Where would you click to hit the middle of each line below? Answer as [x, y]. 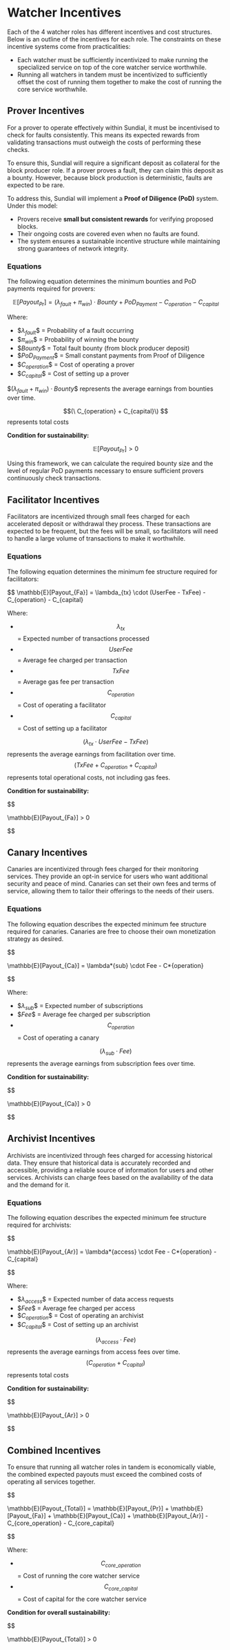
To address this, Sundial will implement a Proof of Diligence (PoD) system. [113, 198]
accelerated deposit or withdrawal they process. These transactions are [109, 524]
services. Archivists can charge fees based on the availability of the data [110, 1177]
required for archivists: [39, 1225]
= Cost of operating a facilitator [62, 705]
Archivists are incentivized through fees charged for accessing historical [110, 1155]
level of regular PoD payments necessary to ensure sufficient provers [106, 471]
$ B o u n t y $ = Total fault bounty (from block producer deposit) [103, 348]
